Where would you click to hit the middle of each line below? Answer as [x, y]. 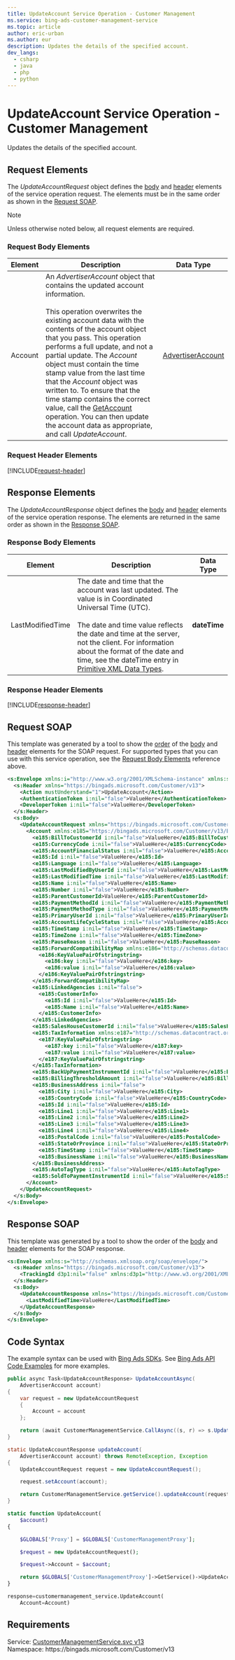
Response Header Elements [55, 689]
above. [17, 766]
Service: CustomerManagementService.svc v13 [76, 1641]
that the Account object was [92, 382]
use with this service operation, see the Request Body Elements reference [114, 759]
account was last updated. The [127, 590]
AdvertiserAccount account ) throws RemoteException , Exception [114, 1456]
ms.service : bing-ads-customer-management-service [83, 20]
